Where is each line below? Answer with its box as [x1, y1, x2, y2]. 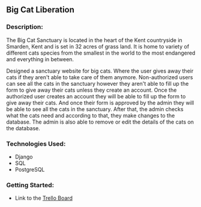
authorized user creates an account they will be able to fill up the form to [6, 92, 186, 100]
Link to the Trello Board [14, 194, 73, 202]
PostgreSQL [14, 166, 45, 173]
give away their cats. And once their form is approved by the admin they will [6, 99, 194, 106]
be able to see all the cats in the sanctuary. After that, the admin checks [6, 105, 184, 113]
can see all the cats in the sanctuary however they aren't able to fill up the [6, 80, 189, 87]
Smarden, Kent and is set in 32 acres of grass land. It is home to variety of [6, 43, 190, 50]
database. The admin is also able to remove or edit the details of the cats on [6, 118, 194, 125]
